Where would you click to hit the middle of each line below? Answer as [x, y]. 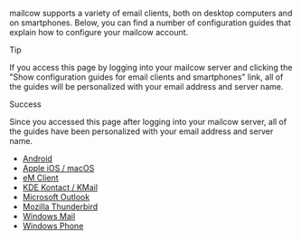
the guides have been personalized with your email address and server [141, 131]
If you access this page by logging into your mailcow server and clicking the [151, 67]
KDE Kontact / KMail [60, 187]
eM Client [40, 178]
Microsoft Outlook [56, 197]
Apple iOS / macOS [58, 168]
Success [26, 104]
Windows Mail [49, 216]
